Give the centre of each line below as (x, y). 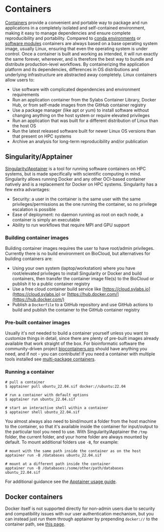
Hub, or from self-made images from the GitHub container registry (79, 105)
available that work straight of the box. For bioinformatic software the (75, 343)
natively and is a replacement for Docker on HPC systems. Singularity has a (81, 184)
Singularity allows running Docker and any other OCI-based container (75, 179)
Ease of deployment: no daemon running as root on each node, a (78, 215)
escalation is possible (34, 209)
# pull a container (25, 382)
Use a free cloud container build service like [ (58, 289)
